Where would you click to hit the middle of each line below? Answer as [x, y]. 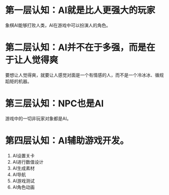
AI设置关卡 [24, 155]
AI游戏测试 [24, 181]
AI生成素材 [24, 168]
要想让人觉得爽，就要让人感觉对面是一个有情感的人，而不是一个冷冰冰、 [80, 75]
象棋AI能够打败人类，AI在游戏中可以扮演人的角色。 [58, 25]
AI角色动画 [24, 187]
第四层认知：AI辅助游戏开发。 [67, 141]
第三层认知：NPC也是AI [55, 104]
